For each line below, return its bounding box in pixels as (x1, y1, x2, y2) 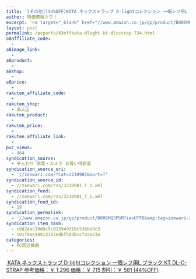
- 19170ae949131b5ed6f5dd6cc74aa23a (11, 232, 100, 237)
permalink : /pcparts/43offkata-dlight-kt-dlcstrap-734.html (6, 30, 156, 36)
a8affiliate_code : (6, 36, 51, 42)
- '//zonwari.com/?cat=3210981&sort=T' (11, 172, 108, 178)
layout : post (6, 25, 38, 31)
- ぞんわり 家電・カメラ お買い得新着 (11, 161, 92, 167)
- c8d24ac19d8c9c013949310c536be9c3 (11, 226, 100, 232)
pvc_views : (6, 144, 33, 150)
